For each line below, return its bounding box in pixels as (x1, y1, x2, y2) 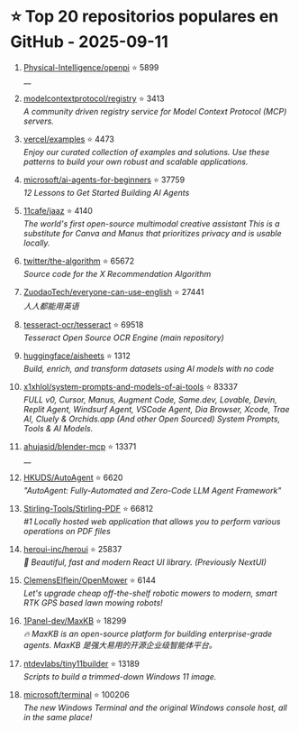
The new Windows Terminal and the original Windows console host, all (23, 702, 287, 713)
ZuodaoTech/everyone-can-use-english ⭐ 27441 (23, 286, 204, 297)
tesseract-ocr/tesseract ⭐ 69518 (23, 319, 144, 329)
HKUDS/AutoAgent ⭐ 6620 (23, 472, 123, 483)
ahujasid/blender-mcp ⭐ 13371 (23, 440, 137, 451)
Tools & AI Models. (23, 422, 94, 433)
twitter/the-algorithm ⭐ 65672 (23, 255, 134, 266)
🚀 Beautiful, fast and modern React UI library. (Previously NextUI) (23, 556, 267, 568)
